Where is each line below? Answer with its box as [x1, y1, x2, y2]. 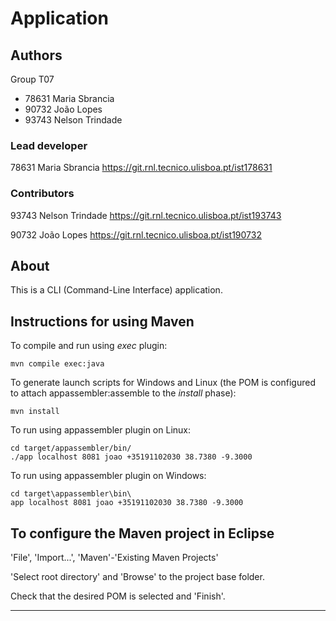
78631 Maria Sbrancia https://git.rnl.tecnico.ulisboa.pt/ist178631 [10, 162, 273, 174]
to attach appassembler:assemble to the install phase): [10, 387, 237, 399]
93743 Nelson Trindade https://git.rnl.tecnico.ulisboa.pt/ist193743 [10, 209, 282, 221]
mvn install [10, 407, 60, 417]
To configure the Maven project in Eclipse [10, 525, 275, 542]
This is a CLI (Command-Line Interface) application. [10, 284, 223, 296]
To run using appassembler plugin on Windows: [10, 470, 207, 482]
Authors [10, 47, 63, 64]
